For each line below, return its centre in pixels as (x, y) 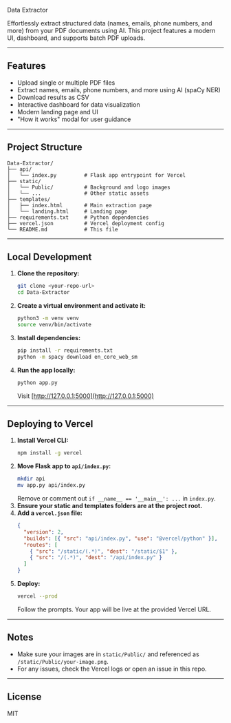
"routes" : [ (41, 545)
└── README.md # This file (63, 229)
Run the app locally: (46, 370)
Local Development (49, 257)
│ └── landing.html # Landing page (67, 211)
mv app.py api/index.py (51, 485)
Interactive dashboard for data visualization (78, 104)
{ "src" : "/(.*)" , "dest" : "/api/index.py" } (96, 558)
